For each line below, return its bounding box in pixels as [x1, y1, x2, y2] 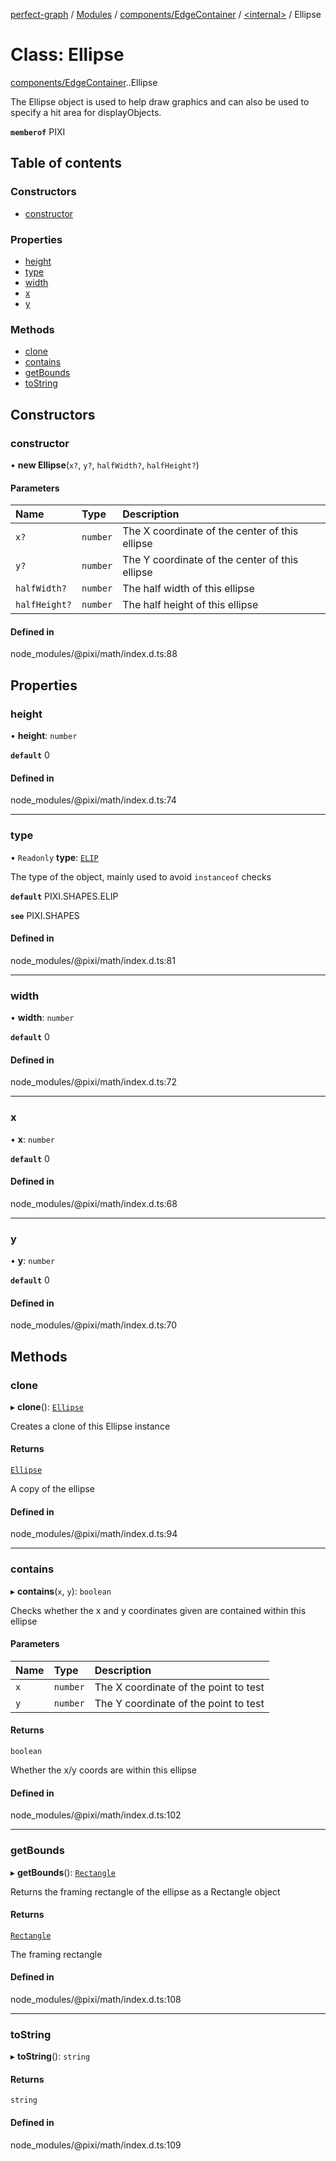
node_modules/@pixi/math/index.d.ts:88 [10, 648, 178, 660]
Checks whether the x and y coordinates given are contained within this [10, 1604, 307, 1616]
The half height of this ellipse [122, 598, 259, 612]
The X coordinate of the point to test [94, 1680, 265, 1694]
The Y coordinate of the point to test [94, 1696, 265, 1710]
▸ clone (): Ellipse [10, 1400, 84, 1413]
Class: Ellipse [10, 44, 125, 66]
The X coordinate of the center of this [122, 524, 299, 538]
